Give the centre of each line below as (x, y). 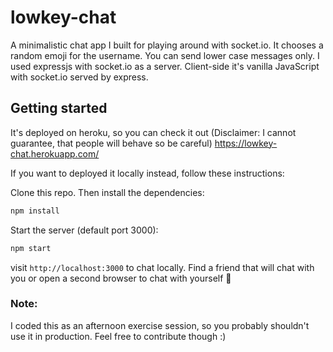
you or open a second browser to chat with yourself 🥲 (121, 278)
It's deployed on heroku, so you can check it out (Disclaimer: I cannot (153, 132)
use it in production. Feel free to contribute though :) (118, 336)
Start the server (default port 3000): (84, 230)
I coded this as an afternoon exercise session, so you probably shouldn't (160, 325)
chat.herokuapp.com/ (55, 153)
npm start (31, 248)
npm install (35, 211)
